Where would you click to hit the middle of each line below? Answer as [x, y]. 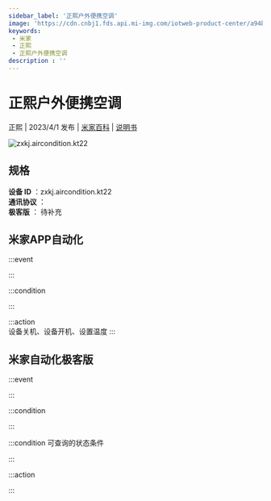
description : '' [38, 61]
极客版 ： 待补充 [35, 211]
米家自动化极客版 [51, 359]
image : [19, 23]
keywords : [25, 31]
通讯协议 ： [27, 202]
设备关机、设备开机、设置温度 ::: [62, 332]
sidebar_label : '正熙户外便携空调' [63, 16]
